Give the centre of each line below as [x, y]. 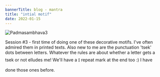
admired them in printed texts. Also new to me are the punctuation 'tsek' [78, 48]
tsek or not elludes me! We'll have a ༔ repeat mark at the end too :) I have [79, 60]
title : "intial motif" [28, 14]
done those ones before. [30, 70]
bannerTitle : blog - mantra [34, 10]
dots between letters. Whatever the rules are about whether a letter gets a [80, 52]
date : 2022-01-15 [23, 19]
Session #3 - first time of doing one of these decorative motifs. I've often [79, 42]
